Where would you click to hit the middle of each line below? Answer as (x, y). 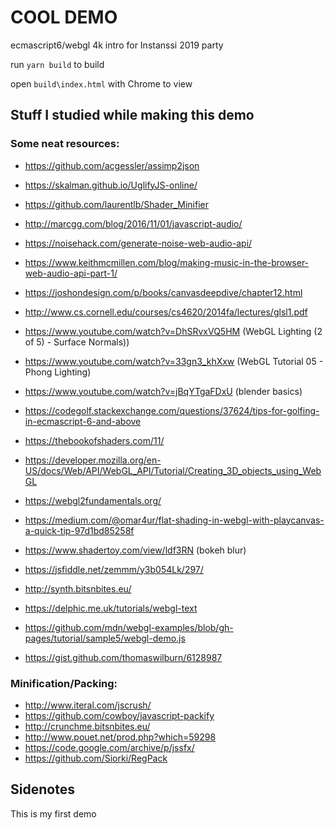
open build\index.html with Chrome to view (101, 83)
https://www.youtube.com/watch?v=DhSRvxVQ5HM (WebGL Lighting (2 (173, 331)
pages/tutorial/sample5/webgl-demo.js (105, 638)
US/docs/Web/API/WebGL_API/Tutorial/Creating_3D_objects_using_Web (173, 470)
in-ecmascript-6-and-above (83, 421)
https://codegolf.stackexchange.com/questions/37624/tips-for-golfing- (172, 410)
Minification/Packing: (64, 683)
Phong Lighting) (58, 372)
